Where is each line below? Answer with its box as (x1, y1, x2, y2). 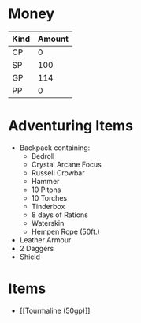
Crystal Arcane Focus (31, 160, 102, 169)
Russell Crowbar (31, 167, 85, 178)
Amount (38, 33, 69, 44)
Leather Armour (19, 235, 72, 245)
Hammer (31, 176, 60, 186)
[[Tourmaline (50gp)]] (19, 306, 91, 315)
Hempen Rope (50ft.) (31, 227, 100, 236)
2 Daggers (19, 243, 54, 253)
